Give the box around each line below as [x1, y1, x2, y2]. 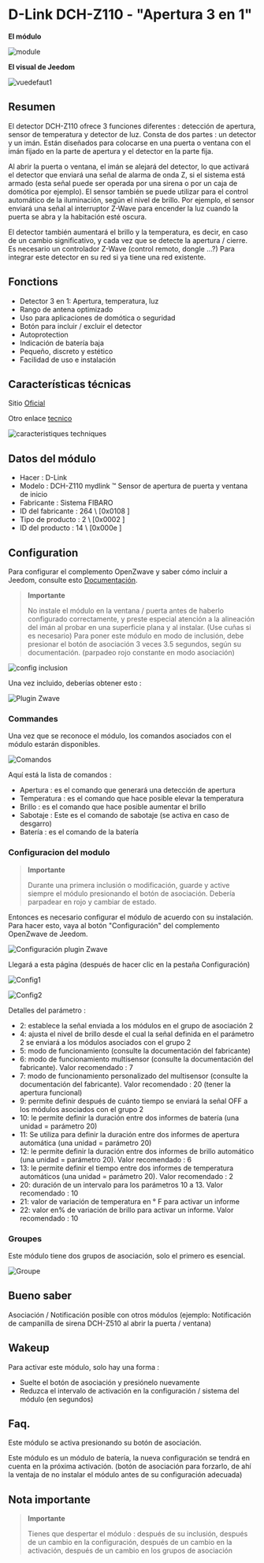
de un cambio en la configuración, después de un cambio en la [27, 1538, 232, 1547]
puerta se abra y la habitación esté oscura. [8, 211, 147, 222]
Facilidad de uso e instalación [19, 355, 117, 364]
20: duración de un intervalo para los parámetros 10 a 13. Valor [19, 1180, 223, 1189]
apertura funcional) [19, 1087, 83, 1097]
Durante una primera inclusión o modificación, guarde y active [27, 880, 230, 890]
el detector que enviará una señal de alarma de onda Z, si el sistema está [8, 170, 246, 179]
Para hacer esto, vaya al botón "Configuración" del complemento [8, 920, 220, 930]
